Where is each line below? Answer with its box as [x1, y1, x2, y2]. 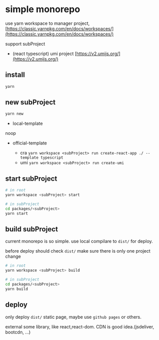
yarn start [5, 211, 28, 216]
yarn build [5, 286, 28, 292]
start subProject [5, 174, 58, 183]
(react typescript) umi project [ [12, 51, 77, 57]
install [5, 71, 25, 79]
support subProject [5, 40, 45, 46]
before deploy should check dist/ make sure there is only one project [5, 248, 150, 254]
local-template [12, 120, 43, 127]
